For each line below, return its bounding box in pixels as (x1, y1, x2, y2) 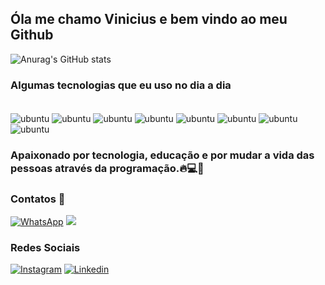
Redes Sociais (10, 240, 81, 254)
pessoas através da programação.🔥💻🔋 (10, 161, 205, 175)
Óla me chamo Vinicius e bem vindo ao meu (10, 11, 288, 28)
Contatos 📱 (10, 192, 66, 206)
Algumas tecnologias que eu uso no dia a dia (10, 78, 232, 92)
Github (10, 27, 54, 44)
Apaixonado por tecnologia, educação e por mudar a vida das (10, 148, 315, 162)
